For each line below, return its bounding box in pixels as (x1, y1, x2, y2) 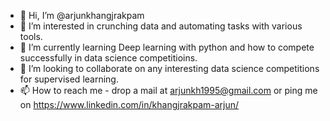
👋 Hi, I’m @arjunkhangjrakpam (19, 10, 145, 21)
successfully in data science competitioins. (19, 52, 198, 64)
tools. (19, 31, 43, 42)
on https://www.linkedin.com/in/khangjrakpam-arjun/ (19, 99, 240, 110)
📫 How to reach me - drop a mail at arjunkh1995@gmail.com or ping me (19, 85, 318, 96)
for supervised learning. (19, 73, 119, 85)
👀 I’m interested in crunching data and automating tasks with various (19, 20, 303, 32)
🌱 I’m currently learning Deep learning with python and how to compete (19, 41, 315, 53)
